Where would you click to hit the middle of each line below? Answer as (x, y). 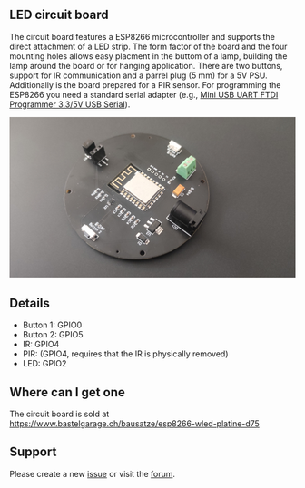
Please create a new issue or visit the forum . (92, 473)
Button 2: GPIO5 (53, 335)
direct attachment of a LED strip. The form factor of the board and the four (148, 46)
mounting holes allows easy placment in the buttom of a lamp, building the (148, 56)
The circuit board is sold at (59, 414)
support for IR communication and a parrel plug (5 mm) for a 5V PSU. (138, 75)
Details (30, 303)
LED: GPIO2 (44, 364)
